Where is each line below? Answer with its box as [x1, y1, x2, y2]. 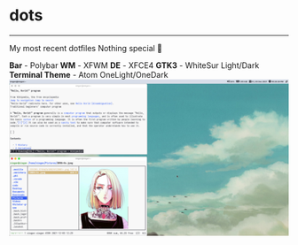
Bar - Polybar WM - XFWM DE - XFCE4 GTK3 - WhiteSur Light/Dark [9, 59, 260, 71]
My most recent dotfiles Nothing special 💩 [9, 42, 162, 53]
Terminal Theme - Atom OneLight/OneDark [9, 69, 169, 80]
